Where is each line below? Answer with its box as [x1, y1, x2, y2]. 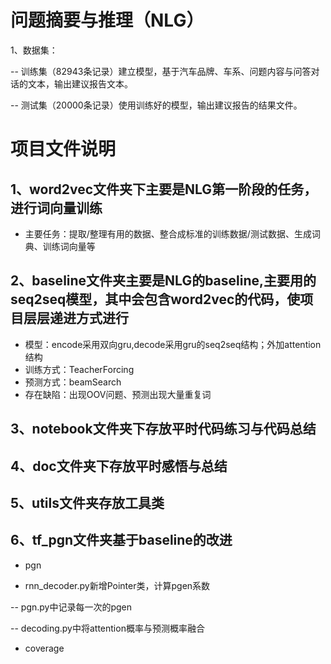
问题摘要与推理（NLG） [10, 9, 205, 32]
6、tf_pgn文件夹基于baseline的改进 [10, 532, 233, 549]
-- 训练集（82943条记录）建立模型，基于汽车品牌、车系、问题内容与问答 [10, 65, 312, 77]
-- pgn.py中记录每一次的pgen [10, 601, 133, 613]
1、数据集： [10, 44, 58, 56]
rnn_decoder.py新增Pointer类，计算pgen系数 [24, 579, 211, 591]
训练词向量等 [42, 240, 96, 252]
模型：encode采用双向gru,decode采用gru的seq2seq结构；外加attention [24, 338, 322, 350]
